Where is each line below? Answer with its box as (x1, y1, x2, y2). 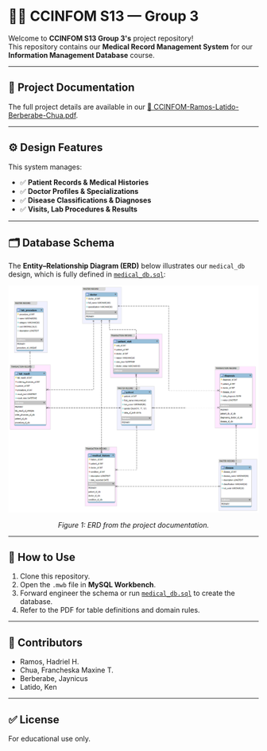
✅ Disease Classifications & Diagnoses (19, 195, 152, 205)
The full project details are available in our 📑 (8, 102, 153, 111)
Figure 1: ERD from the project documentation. (57, 520, 210, 529)
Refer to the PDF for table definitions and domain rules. (19, 606, 200, 615)
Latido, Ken (19, 683, 57, 692)
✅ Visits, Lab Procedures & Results (19, 204, 137, 214)
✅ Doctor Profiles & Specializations (19, 186, 139, 195)
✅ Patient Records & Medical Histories (19, 177, 149, 187)
